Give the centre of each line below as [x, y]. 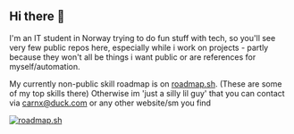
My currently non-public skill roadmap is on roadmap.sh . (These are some [146, 84]
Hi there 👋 [37, 17]
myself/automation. [45, 66]
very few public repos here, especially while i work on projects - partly [139, 47]
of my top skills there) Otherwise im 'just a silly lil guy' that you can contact [147, 93]
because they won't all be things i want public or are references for [133, 57]
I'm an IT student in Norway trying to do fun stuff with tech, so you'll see [143, 38]
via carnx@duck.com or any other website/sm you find [110, 103]
